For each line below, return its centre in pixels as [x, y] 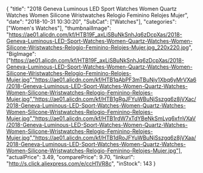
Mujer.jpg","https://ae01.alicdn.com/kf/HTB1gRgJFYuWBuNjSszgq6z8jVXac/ [101, 99]
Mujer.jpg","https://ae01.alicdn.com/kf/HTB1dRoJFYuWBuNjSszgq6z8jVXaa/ [101, 138]
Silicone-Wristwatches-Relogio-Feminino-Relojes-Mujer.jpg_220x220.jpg [98, 47]
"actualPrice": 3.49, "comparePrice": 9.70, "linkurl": [71, 157]
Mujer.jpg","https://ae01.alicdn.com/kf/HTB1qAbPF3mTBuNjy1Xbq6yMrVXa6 [101, 80]
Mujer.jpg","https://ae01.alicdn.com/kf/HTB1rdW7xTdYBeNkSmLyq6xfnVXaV [101, 118]
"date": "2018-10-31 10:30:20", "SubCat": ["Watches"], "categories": [92, 22]
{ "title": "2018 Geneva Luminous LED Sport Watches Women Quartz [92, 9]
